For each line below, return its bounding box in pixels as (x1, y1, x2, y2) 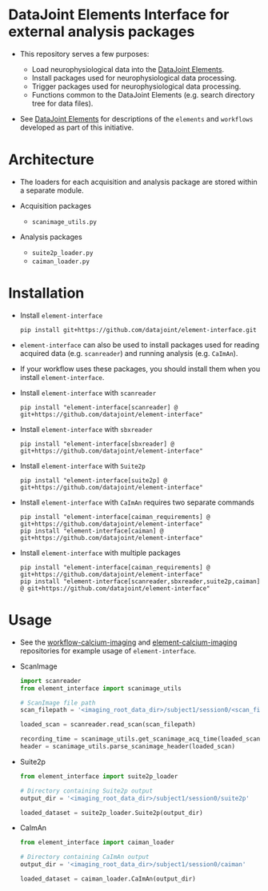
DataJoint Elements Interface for (8, 6, 230, 24)
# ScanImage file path (19, 698, 96, 707)
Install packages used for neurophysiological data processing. (31, 73, 238, 82)
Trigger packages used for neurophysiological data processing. (31, 82, 242, 91)
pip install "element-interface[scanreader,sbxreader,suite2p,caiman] (19, 577, 261, 585)
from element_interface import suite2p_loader (19, 772, 178, 781)
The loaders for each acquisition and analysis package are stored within (19, 177, 258, 186)
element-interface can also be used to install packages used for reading (19, 340, 260, 350)
